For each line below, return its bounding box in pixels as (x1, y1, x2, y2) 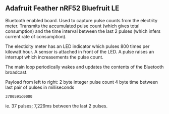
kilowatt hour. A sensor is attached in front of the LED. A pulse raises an (5, 48, 154, 54)
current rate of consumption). (5, 33, 67, 39)
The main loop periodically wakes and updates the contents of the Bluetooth (5, 64, 164, 70)
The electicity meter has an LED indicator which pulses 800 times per (5, 43, 150, 49)
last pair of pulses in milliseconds (5, 84, 75, 90)
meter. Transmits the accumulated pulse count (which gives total (5, 23, 140, 29)
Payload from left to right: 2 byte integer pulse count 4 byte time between (5, 79, 158, 85)
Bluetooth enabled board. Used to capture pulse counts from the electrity (5, 17, 158, 23)
